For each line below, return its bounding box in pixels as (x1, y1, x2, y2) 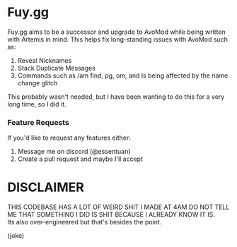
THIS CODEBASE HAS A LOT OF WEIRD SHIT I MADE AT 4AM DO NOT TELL (7, 203, 230, 212)
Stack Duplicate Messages (17, 64, 96, 72)
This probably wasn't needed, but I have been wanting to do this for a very (7, 92, 225, 101)
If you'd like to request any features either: (7, 133, 131, 142)
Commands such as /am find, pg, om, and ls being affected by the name (17, 71, 229, 80)
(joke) (7, 231, 25, 240)
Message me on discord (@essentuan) (17, 147, 131, 156)
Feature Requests (7, 117, 69, 127)
